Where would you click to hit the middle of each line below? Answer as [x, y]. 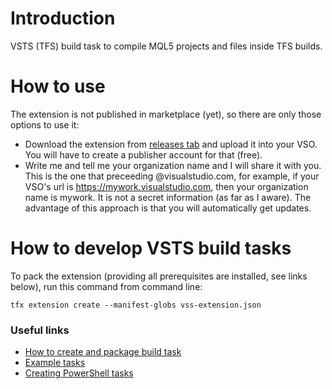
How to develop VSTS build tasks [151, 248]
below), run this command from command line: [106, 286]
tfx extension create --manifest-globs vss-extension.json [136, 305]
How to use [58, 86]
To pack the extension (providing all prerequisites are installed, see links [159, 276]
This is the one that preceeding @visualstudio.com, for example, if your [172, 176]
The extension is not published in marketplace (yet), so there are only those [166, 114]
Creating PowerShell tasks [79, 373]
